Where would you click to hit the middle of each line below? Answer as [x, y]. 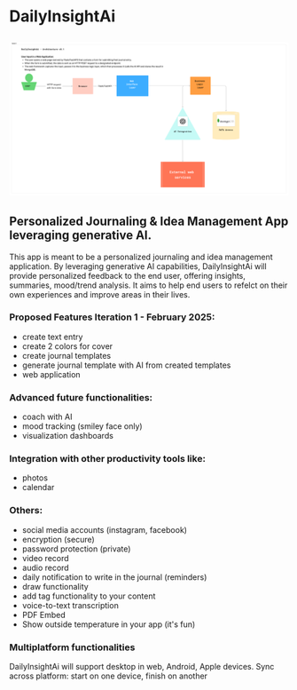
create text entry [52, 337]
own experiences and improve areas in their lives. [100, 294]
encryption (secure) [58, 539]
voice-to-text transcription [70, 605]
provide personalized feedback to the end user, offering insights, [128, 275]
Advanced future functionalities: [81, 397]
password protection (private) [76, 549]
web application [51, 374]
